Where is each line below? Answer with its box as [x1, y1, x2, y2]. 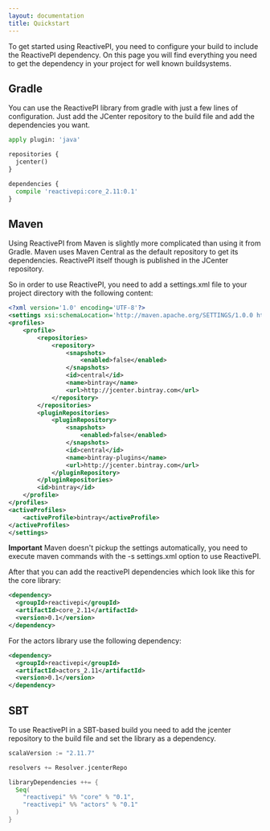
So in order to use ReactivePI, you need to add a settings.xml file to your [8, 279, 247, 290]
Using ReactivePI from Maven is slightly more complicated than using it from [8, 238, 261, 248]
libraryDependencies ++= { [8, 778, 99, 786]
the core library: [8, 576, 62, 585]
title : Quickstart [8, 19, 70, 27]
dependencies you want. [8, 120, 91, 130]
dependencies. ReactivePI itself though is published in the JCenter [8, 255, 229, 266]
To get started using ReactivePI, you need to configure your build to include [8, 41, 259, 51]
